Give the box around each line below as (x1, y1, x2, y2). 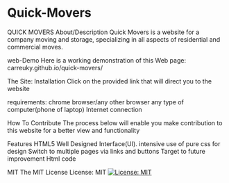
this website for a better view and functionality (7, 126, 140, 134)
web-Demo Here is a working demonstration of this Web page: (7, 56, 186, 64)
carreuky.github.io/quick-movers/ (7, 63, 103, 72)
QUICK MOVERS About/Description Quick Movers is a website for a (7, 28, 200, 36)
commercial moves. (7, 42, 64, 51)
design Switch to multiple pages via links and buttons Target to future (7, 147, 206, 155)
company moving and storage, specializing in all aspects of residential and (7, 35, 221, 43)
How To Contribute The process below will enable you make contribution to (7, 118, 223, 127)
